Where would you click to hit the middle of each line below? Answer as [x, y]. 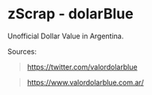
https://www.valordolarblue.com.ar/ [85, 82]
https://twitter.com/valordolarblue [82, 67]
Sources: [22, 51]
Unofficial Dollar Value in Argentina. [66, 36]
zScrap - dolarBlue [70, 14]
